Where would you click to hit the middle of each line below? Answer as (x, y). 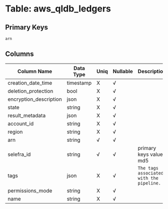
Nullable (123, 71)
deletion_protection (30, 91)
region (15, 132)
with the (148, 178)
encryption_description (35, 99)
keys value (150, 154)
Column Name (35, 71)
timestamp (79, 83)
